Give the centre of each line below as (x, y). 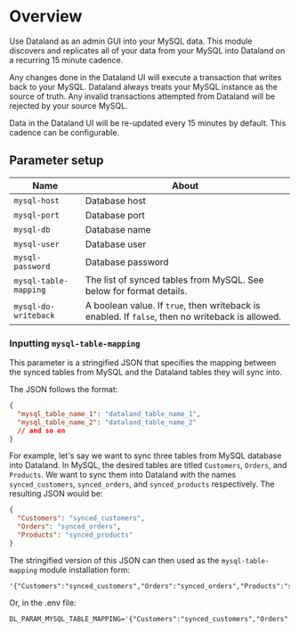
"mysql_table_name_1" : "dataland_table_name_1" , (109, 414)
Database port (115, 215)
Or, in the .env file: (43, 603)
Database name (118, 229)
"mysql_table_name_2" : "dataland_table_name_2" (107, 422)
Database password (127, 262)
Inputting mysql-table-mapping (75, 343)
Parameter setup (57, 161)
